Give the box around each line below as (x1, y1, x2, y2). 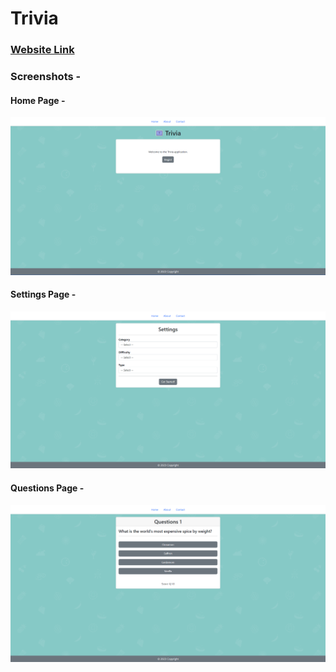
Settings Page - (10, 288, 77, 301)
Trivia (10, 7, 59, 30)
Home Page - (10, 94, 66, 106)
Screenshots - (10, 70, 82, 84)
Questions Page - (10, 482, 85, 494)
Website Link (10, 43, 75, 57)
